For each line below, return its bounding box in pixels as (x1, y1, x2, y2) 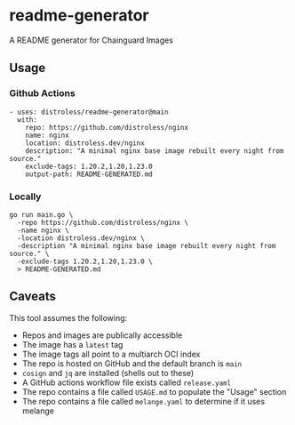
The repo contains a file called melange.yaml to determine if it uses (21, 396, 265, 406)
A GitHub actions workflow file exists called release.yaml (21, 377, 232, 388)
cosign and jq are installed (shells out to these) (21, 367, 195, 378)
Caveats (9, 289, 56, 304)
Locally (9, 190, 42, 203)
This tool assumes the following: (9, 312, 128, 323)
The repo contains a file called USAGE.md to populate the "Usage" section (21, 386, 287, 397)
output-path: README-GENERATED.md (25, 170, 153, 179)
